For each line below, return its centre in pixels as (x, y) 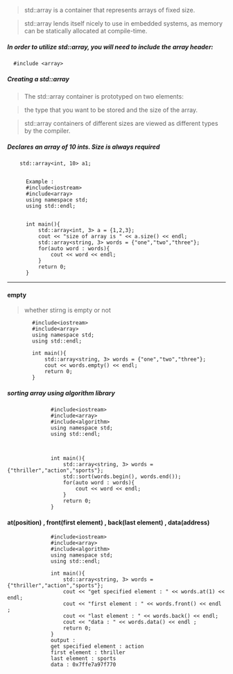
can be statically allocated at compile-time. (86, 31)
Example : (40, 181)
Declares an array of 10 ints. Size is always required (84, 147)
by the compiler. (47, 131)
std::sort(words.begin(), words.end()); (122, 477)
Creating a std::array (38, 79)
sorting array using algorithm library (61, 393)
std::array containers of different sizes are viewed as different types (121, 123)
